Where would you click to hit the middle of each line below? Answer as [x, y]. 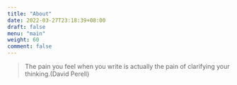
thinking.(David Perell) [57, 74]
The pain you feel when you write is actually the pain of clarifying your [127, 66]
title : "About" [30, 14]
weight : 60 [23, 40]
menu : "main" [27, 33]
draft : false [27, 27]
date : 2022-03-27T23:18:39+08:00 [57, 20]
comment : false [30, 46]
